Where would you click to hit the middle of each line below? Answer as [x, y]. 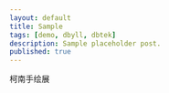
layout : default [40, 18]
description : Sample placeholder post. [85, 43]
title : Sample [37, 26]
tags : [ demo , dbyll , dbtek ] [63, 35]
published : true [40, 52]
